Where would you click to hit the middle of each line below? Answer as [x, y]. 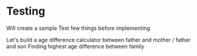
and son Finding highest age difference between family [75, 46]
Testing [26, 11]
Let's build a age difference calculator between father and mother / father [98, 40]
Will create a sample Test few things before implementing [78, 28]
